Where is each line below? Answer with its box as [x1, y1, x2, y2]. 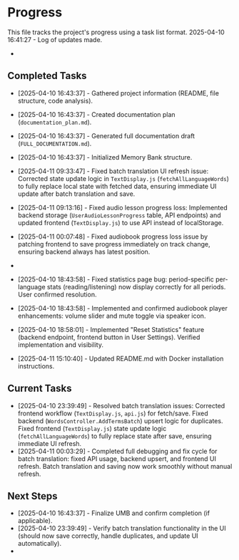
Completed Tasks [7, 70, 87, 82]
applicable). [17, 517, 53, 525]
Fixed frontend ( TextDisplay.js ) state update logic [17, 424, 167, 432]
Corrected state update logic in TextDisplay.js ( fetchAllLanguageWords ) [17, 174, 230, 182]
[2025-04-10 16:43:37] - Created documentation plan [17, 110, 176, 118]
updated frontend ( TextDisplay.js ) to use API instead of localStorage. [17, 218, 224, 227]
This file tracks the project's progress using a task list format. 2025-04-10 [7, 28, 225, 36]
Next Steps [7, 489, 58, 502]
